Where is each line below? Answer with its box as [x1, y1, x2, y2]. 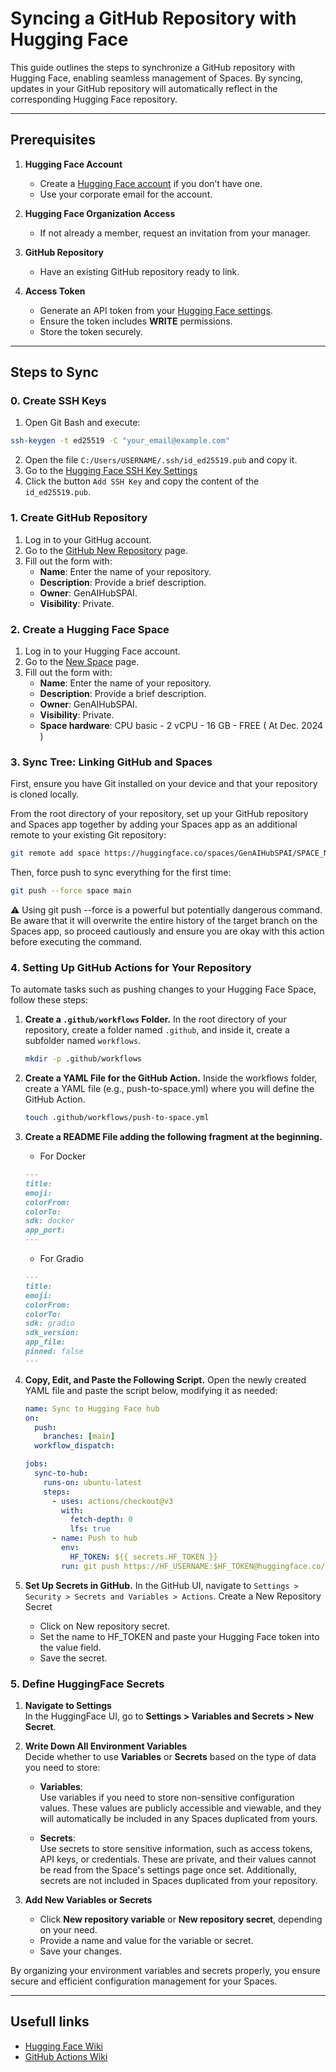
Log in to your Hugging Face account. [24, 645, 181, 657]
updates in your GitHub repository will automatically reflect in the [10, 82, 278, 94]
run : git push [61, 1561, 120, 1571]
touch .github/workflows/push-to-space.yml [24, 1113, 210, 1123]
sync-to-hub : [34, 1468, 89, 1478]
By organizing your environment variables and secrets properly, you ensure [10, 1964, 321, 1976]
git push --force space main [10, 886, 132, 896]
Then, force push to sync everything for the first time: [10, 867, 232, 879]
